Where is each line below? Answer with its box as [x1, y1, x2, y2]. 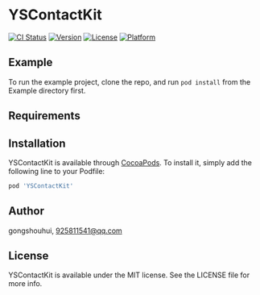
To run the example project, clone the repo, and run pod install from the [8, 77, 251, 86]
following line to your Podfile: [8, 166, 105, 176]
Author [8, 204, 44, 218]
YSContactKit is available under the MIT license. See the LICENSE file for [8, 270, 250, 280]
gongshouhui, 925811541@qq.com [8, 226, 122, 235]
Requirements [8, 109, 80, 123]
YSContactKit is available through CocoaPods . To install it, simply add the [8, 157, 252, 167]
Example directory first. [8, 85, 86, 95]
